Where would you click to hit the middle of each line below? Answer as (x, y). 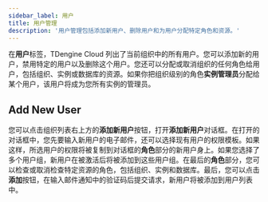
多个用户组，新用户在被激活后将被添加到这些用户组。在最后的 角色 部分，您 (130, 160)
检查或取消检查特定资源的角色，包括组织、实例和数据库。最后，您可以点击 (137, 170)
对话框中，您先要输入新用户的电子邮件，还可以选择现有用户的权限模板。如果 (134, 140)
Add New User (45, 110)
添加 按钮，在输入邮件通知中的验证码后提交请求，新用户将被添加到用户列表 (130, 180)
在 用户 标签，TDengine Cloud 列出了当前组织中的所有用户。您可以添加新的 (130, 54)
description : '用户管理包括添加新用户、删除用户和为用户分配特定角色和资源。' (124, 30)
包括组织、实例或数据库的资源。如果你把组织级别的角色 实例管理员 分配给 (141, 74)
